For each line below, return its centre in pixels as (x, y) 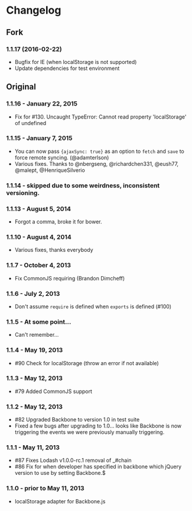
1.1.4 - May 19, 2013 (35, 350)
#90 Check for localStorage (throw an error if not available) (87, 363)
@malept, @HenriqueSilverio (50, 170)
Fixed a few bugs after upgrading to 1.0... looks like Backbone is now (98, 426)
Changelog (34, 10)
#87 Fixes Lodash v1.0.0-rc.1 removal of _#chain (73, 461)
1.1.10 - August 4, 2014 (39, 237)
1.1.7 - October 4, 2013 (39, 266)
